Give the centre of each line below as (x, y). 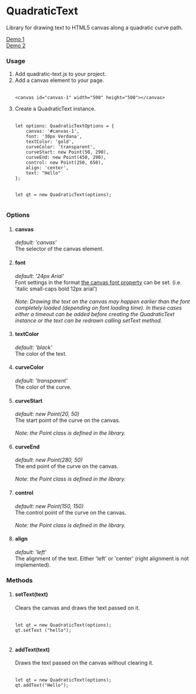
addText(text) (32, 649)
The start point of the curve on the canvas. (68, 420)
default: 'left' (30, 552)
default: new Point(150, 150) (49, 506)
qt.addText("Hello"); (42, 686)
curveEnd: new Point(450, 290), (66, 158)
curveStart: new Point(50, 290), (68, 152)
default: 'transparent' (41, 380)
